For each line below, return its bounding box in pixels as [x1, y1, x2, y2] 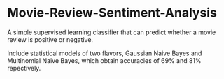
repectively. [7, 64, 41, 72]
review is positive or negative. [7, 35, 93, 43]
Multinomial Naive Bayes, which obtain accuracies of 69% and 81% [7, 56, 202, 64]
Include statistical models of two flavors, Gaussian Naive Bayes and [7, 49, 202, 57]
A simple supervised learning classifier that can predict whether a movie [7, 28, 216, 36]
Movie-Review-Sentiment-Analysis [7, 5, 217, 21]
